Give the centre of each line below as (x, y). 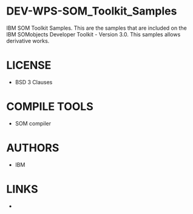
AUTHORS (33, 148)
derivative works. (28, 41)
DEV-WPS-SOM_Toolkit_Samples (92, 11)
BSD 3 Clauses (34, 82)
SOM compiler (33, 123)
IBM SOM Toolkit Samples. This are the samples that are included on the (96, 28)
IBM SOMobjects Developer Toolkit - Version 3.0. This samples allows (93, 34)
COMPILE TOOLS (50, 107)
